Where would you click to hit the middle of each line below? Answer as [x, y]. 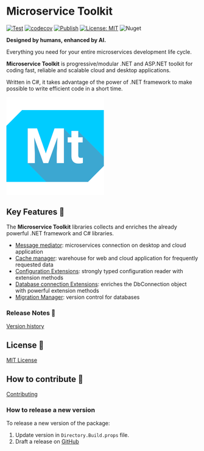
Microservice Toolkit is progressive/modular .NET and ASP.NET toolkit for [100, 64]
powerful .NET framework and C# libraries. [60, 233]
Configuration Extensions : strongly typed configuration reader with [99, 271]
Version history [25, 326]
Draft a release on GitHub [47, 441]
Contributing [22, 394]
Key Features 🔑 [36, 212]
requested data [34, 265]
